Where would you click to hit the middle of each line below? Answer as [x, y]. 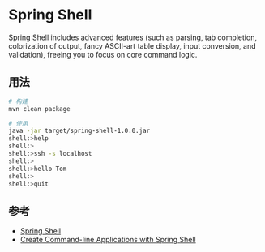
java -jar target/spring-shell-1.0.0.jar [79, 131]
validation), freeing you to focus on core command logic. [103, 54]
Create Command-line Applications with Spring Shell [108, 240]
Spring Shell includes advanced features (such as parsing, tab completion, [133, 37]
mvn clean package [39, 109]
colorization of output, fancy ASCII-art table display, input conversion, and [132, 45]
